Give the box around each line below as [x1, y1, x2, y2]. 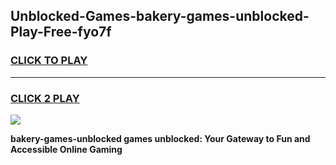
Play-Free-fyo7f [10, 24, 112, 41]
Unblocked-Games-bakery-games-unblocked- [10, 8, 310, 25]
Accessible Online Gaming [10, 143, 123, 155]
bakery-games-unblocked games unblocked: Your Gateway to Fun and [10, 132, 311, 144]
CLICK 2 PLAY [10, 91, 80, 105]
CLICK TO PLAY [10, 54, 88, 68]
